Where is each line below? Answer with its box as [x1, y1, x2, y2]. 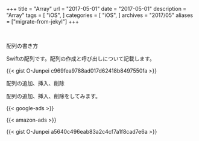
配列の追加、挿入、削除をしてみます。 [6, 93, 101, 99]
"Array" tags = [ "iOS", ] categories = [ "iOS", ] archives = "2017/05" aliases [6, 11, 194, 19]
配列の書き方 [6, 42, 38, 49]
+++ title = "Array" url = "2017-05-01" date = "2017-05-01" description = [6, 5, 187, 12]
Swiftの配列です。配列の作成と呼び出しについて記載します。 [6, 55, 155, 62]
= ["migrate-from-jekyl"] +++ [6, 18, 80, 25]
